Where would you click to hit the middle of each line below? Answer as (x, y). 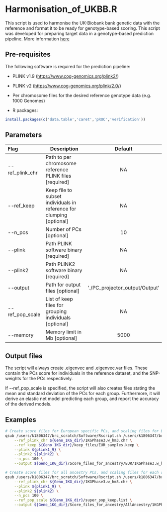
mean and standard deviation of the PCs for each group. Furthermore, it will (83, 394)
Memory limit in (64, 332)
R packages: (25, 110)
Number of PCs (64, 229)
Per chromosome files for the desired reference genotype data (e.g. (82, 95)
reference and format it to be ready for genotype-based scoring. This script (83, 28)
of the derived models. (28, 404)
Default (124, 149)
